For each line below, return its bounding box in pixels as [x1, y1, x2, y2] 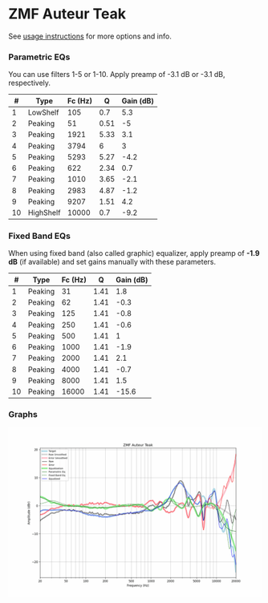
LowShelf [27, 107, 59, 117]
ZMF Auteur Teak [8, 5, 127, 23]
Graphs [8, 409, 38, 420]
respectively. [8, 78, 51, 88]
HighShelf [27, 208, 61, 217]
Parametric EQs [8, 51, 71, 63]
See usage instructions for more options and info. [8, 31, 173, 41]
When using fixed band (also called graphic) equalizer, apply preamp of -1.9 [8, 249, 260, 258]
